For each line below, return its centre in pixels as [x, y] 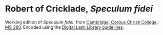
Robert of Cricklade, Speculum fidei [79, 9]
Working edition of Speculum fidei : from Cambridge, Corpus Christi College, [81, 22]
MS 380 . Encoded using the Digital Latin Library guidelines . [65, 27]
